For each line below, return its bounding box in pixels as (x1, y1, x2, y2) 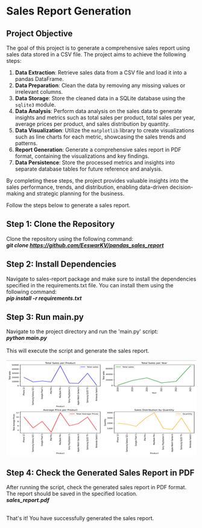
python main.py (6, 334, 47, 342)
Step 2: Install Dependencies (6, 259, 116, 270)
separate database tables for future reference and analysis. (14, 165, 163, 172)
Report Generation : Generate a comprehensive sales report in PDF (14, 146, 182, 153)
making (6, 190, 25, 197)
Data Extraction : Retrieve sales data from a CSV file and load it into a (14, 69, 187, 76)
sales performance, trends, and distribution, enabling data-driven (6, 183, 169, 191)
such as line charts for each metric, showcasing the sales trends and (14, 133, 186, 140)
